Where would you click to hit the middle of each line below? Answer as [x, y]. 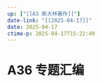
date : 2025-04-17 [32, 27]
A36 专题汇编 [46, 70]
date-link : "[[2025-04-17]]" [50, 20]
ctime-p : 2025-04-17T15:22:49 [51, 33]
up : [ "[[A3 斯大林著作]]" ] [44, 14]
